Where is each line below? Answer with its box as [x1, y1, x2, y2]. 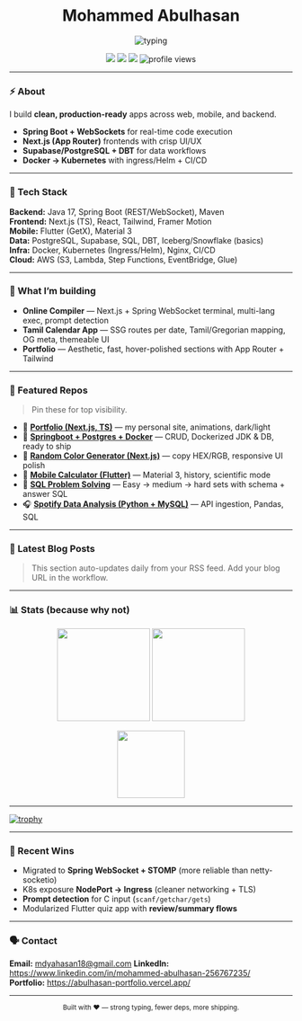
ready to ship [22, 441, 72, 452]
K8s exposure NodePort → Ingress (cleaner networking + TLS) [22, 884, 256, 895]
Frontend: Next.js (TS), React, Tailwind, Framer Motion [9, 216, 213, 226]
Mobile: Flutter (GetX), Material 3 [9, 226, 132, 236]
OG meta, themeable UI [22, 333, 110, 344]
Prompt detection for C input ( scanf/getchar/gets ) [22, 893, 211, 904]
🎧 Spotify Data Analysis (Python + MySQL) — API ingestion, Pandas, [22, 499, 285, 510]
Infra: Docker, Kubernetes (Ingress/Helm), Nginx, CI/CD [9, 244, 216, 255]
